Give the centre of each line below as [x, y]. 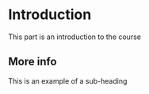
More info [32, 62]
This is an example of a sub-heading [68, 80]
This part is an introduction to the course [74, 37]
